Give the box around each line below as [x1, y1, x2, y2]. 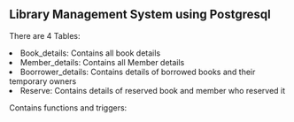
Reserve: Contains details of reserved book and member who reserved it [20, 85, 286, 95]
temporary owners [9, 75, 77, 87]
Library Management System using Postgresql [9, 7, 272, 22]
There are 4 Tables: [9, 30, 81, 41]
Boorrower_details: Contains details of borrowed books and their [20, 66, 256, 77]
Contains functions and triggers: [9, 102, 128, 113]
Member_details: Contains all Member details [20, 57, 185, 67]
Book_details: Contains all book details [20, 48, 161, 58]
